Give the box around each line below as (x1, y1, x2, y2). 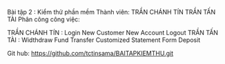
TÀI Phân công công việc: (7, 15, 81, 23)
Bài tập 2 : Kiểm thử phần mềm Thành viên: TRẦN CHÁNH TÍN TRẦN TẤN (7, 8, 216, 16)
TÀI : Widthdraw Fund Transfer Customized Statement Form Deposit (7, 36, 201, 44)
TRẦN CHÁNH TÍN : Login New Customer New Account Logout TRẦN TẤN (7, 29, 219, 36)
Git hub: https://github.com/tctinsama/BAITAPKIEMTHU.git (7, 50, 174, 57)
